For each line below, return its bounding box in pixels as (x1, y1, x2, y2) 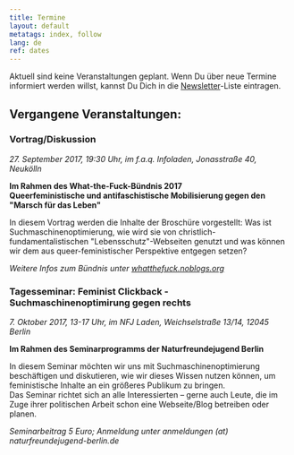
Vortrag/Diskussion (9, 133, 97, 146)
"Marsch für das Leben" (9, 199, 101, 210)
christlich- (178, 226, 216, 237)
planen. (9, 408, 38, 419)
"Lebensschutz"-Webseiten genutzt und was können (90, 236, 286, 246)
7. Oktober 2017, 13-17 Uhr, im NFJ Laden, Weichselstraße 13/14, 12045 (9, 317, 270, 328)
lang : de (9, 38, 42, 47)
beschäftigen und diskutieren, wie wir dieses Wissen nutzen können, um (9, 371, 276, 382)
